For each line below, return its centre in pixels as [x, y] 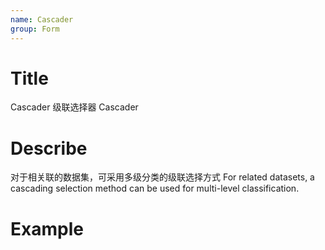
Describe [49, 148]
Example [47, 228]
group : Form [35, 29]
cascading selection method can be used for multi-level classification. [155, 188]
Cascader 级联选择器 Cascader [74, 107]
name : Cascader [42, 19]
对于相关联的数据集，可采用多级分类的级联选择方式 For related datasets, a [162, 177]
